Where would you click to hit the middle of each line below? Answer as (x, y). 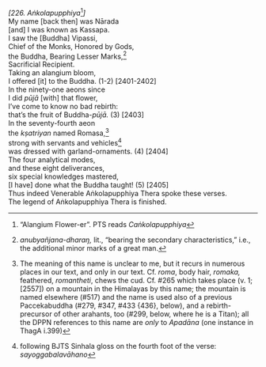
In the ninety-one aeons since (57, 89)
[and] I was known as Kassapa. (59, 29)
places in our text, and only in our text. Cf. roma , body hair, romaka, (130, 271)
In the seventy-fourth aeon (52, 123)
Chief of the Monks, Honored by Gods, (71, 46)
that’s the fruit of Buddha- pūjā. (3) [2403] (76, 115)
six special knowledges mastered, (63, 176)
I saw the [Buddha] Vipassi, (53, 38)
